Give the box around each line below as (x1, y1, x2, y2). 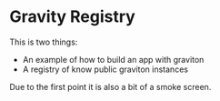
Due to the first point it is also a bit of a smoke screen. (9, 81, 212, 92)
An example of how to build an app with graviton (22, 54, 205, 65)
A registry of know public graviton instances (22, 64, 189, 75)
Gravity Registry (9, 6, 136, 27)
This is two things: (9, 36, 78, 47)
